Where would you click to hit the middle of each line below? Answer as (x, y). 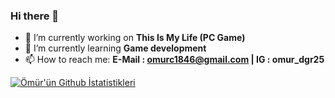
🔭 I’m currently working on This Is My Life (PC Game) (135, 38)
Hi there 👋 (35, 16)
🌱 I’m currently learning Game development (115, 48)
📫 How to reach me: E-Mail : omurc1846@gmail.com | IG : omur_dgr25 (174, 60)
